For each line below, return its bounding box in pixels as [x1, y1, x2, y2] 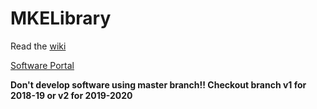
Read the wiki [10, 40, 67, 52]
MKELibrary [10, 7, 112, 30]
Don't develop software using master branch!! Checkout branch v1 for [10, 78, 307, 91]
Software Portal [10, 59, 75, 71]
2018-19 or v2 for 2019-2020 [10, 89, 133, 101]
